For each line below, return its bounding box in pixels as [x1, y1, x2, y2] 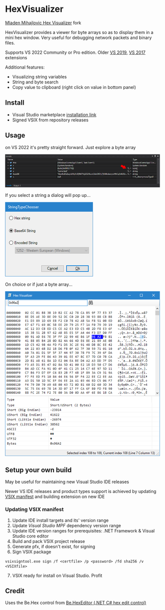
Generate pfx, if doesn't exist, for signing [12, 543, 95, 549]
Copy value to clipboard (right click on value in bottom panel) [12, 84, 136, 90]
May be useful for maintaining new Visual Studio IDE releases [5, 479, 129, 485]
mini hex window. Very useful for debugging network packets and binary [5, 35, 152, 40]
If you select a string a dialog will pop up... [5, 192, 91, 198]
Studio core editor [12, 533, 49, 539]
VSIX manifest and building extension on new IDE [5, 494, 105, 499]
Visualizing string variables [12, 74, 67, 79]
